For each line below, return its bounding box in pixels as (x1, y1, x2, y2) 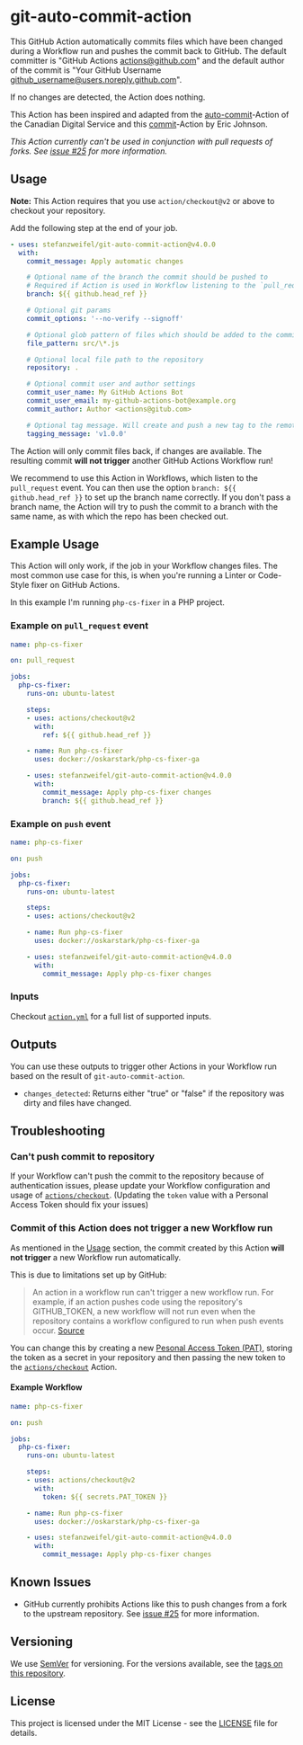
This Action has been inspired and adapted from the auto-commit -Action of (10, 109, 290, 120)
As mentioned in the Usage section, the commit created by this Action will (10, 1242, 285, 1253)
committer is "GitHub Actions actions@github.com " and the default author (10, 55, 285, 66)
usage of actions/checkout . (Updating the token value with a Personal (10, 1189, 269, 1201)
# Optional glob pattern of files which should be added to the (26, 330, 272, 339)
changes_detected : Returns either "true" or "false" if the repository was (22, 1088, 285, 1099)
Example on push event (10, 817, 111, 830)
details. (10, 1727, 38, 1738)
